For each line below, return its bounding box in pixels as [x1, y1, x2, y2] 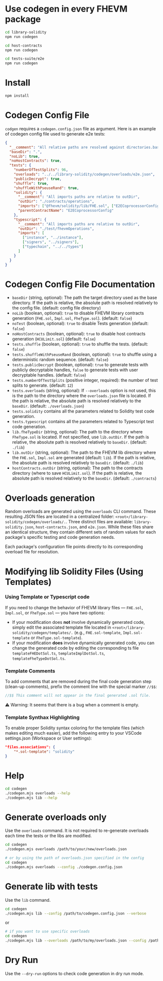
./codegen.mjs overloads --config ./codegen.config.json [5, 864, 123, 869]
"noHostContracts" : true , [9, 158, 62, 163]
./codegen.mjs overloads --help [5, 791, 70, 795]
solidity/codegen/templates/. [12, 630, 74, 635]
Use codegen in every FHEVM [5, 3, 128, 15]
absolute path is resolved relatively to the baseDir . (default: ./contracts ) [12, 475, 157, 482]
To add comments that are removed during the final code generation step [5, 679, 152, 685]
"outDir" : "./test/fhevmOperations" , [17, 226, 95, 231]
